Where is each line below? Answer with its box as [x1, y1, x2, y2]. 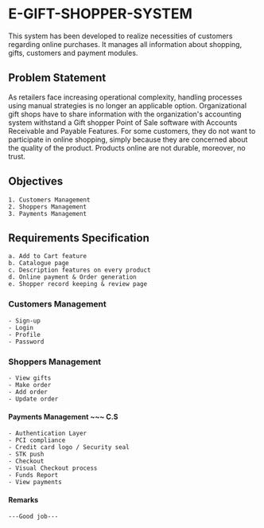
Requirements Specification [8, 231, 149, 244]
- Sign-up [8, 316, 41, 325]
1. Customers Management [8, 196, 91, 204]
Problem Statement [8, 71, 107, 84]
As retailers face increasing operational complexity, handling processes [8, 92, 243, 102]
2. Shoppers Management [8, 202, 87, 211]
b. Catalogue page [8, 260, 69, 268]
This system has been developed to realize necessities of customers [8, 31, 233, 41]
